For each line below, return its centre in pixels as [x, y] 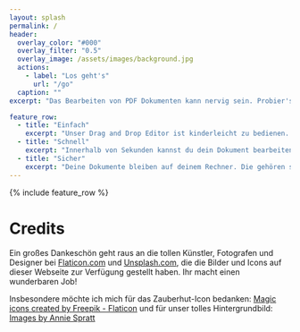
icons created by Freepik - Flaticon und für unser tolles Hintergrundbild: [141, 309]
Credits [37, 228]
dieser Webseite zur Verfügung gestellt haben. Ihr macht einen [125, 272]
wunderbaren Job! [43, 282]
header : [24, 34]
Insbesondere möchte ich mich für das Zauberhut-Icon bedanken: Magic [143, 299]
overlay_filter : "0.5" [59, 51]
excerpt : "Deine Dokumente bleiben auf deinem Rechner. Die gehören [155, 166]
